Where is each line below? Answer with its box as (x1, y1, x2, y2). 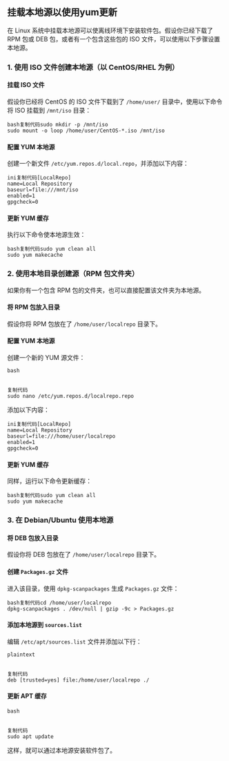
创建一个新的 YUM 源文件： (7, 354, 86, 362)
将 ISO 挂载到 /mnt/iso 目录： (7, 106, 92, 114)
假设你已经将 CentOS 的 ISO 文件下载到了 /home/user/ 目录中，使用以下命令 (7, 97, 223, 106)
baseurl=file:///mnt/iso (7, 186, 79, 193)
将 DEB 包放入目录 (7, 534, 59, 542)
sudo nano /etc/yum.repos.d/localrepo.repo (7, 393, 135, 400)
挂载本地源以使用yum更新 (7, 6, 117, 19)
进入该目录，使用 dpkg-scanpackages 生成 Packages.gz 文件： (7, 584, 179, 593)
